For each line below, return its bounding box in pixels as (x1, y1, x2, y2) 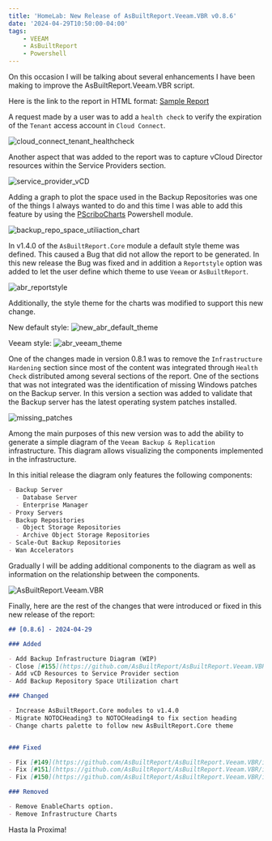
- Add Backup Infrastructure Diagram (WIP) (8, 654, 158, 662)
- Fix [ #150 (8, 773, 49, 782)
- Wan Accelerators (8, 546, 74, 554)
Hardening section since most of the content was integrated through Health (8, 363, 258, 372)
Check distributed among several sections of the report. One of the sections (8, 371, 259, 381)
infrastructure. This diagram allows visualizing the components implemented (8, 446, 264, 455)
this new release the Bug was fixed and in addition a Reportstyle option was (8, 258, 263, 268)
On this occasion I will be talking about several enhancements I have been (8, 72, 256, 81)
